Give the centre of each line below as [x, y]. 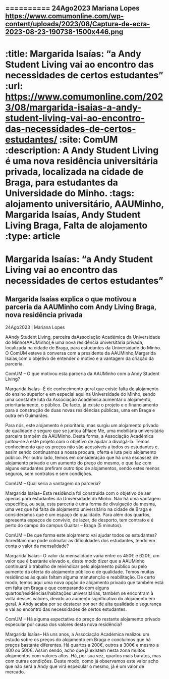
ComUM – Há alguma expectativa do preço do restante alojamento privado [83, 619]
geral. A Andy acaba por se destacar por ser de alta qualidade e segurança [83, 604]
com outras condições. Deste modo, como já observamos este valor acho [82, 661]
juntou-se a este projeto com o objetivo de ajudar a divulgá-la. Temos [77, 441]
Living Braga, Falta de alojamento [76, 225]
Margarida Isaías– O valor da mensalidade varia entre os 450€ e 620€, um [82, 555]
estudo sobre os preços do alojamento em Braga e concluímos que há [78, 639]
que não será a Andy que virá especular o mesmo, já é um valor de [75, 666]
